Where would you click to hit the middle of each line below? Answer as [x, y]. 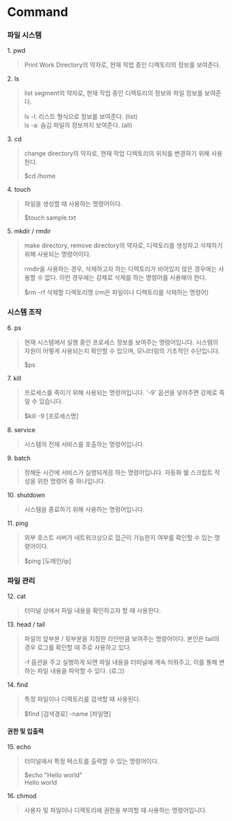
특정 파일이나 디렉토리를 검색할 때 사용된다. [82, 699]
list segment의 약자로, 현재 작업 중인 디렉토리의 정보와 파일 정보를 [113, 93]
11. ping [18, 523]
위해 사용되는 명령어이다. [57, 254]
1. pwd [16, 51]
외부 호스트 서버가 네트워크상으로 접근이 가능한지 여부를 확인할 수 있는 [118, 537]
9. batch [19, 458]
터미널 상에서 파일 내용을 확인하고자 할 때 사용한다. [92, 611]
